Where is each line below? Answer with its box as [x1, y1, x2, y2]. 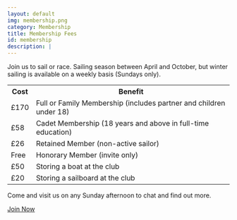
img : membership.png [7, 17, 68, 24]
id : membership [7, 37, 52, 44]
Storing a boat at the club [35, 161, 120, 171]
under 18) [35, 107, 70, 116]
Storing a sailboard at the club [35, 173, 135, 183]
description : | [7, 43, 52, 50]
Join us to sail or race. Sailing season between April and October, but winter [7, 63, 228, 71]
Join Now [7, 205, 35, 213]
